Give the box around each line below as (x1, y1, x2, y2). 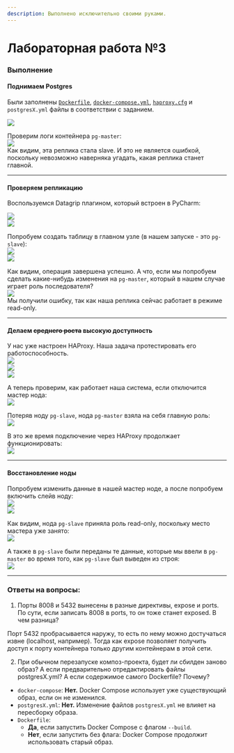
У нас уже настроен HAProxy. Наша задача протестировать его (7, 342, 196, 350)
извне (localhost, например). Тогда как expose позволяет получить (7, 637, 207, 645)
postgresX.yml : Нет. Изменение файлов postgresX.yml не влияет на (17, 701, 216, 709)
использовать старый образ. (27, 738, 114, 746)
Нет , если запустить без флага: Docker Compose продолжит (27, 730, 208, 738)
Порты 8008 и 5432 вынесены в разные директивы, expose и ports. (17, 600, 219, 610)
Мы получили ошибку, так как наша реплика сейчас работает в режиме (7, 297, 223, 305)
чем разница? (17, 616, 59, 624)
